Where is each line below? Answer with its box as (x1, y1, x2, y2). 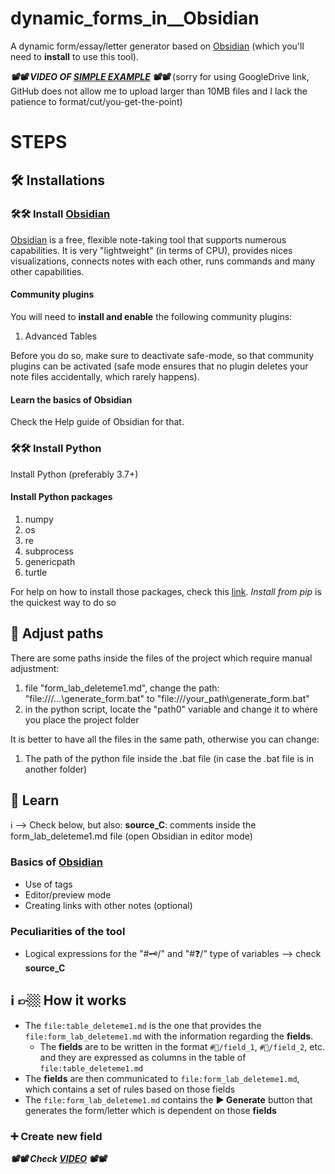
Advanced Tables (24, 330, 98, 342)
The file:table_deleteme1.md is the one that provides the (24, 1019, 262, 1031)
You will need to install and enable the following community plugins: (10, 311, 293, 323)
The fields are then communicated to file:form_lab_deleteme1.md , (24, 1072, 300, 1084)
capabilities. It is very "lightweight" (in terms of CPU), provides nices (10, 244, 293, 256)
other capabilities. (10, 265, 85, 277)
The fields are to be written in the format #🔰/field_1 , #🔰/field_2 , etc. (39, 1040, 325, 1052)
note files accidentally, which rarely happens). (10, 371, 200, 383)
